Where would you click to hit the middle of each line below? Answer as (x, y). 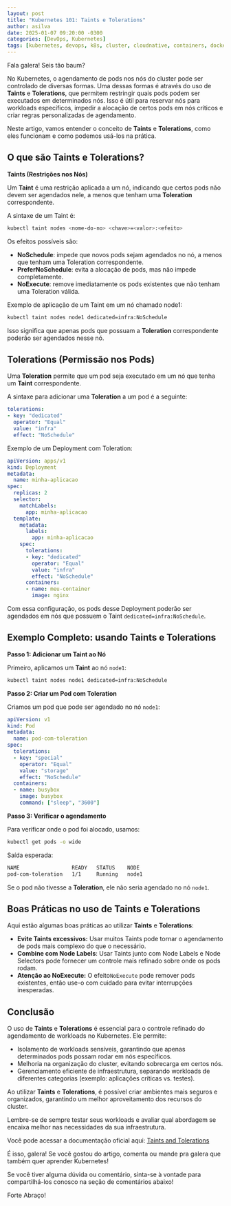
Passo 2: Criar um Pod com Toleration (62, 693)
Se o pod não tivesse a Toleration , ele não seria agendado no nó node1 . (108, 887)
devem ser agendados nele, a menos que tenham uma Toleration (100, 194)
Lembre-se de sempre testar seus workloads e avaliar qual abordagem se (112, 1120)
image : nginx (51, 596)
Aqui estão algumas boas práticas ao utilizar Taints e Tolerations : (100, 925)
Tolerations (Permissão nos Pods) (81, 359)
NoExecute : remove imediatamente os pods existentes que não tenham (119, 284)
